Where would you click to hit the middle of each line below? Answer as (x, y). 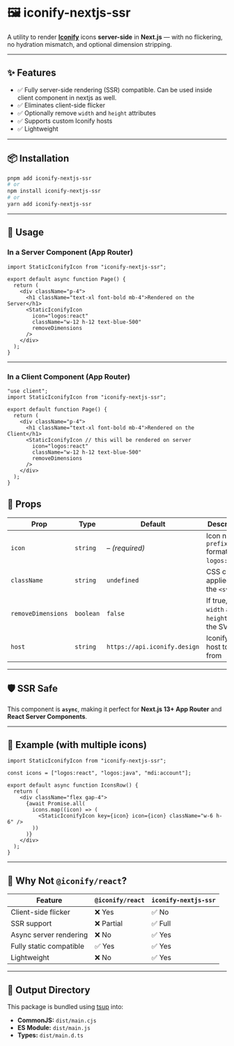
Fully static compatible (48, 946)
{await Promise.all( (55, 804)
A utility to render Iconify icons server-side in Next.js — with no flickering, (115, 37)
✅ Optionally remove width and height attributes (87, 113)
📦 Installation (38, 158)
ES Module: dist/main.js (54, 1027)
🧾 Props (24, 504)
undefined (123, 580)
